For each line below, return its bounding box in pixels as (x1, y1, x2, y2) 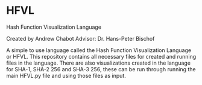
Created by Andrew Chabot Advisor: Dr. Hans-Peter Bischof (6, 35, 155, 42)
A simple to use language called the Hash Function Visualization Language (6, 46, 192, 54)
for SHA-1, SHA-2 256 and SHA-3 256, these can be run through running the (6, 65, 196, 72)
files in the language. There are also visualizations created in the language (6, 59, 191, 66)
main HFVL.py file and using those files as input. (6, 72, 127, 79)
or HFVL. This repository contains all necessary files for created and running (6, 53, 197, 60)
